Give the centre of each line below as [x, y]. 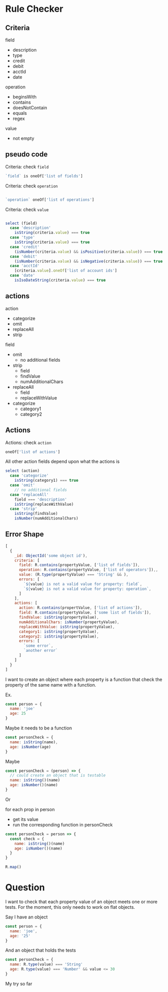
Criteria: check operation [32, 186]
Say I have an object [26, 917]
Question [25, 888]
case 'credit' [25, 247]
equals [20, 113]
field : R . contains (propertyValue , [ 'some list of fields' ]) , [85, 613]
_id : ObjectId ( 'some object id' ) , [51, 556]
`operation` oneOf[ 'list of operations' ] [50, 200]
